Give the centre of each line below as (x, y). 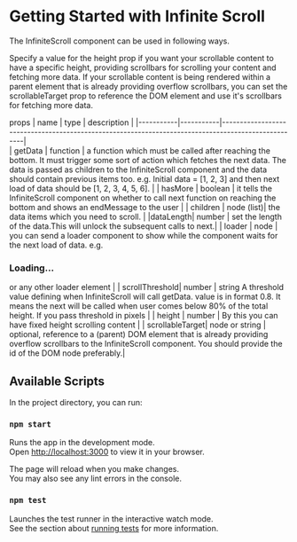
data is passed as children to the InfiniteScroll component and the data (138, 169)
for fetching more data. (51, 105)
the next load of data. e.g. (56, 245)
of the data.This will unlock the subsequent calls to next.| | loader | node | (144, 226)
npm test (28, 500)
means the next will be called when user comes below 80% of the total (139, 306)
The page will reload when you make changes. (94, 469)
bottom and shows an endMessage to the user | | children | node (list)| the (145, 207)
